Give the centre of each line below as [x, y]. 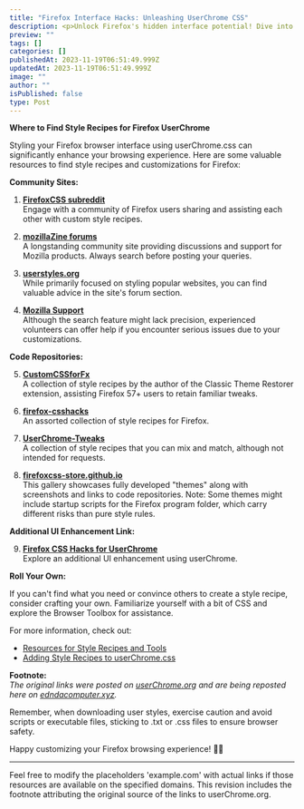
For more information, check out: [71, 630]
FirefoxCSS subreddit [64, 200]
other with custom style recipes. [82, 219]
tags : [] [26, 43]
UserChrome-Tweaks [64, 439]
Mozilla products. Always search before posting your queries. [137, 256]
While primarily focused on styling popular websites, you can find [144, 283]
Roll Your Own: [38, 576]
